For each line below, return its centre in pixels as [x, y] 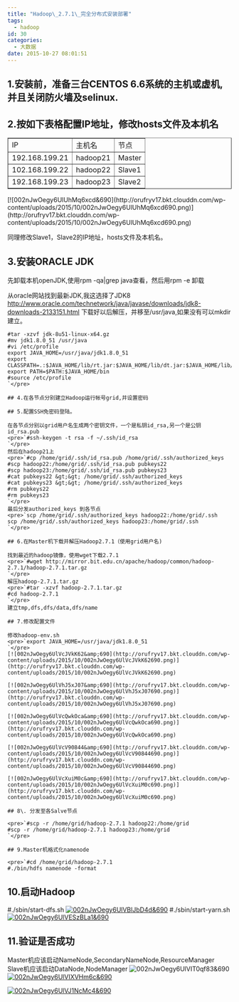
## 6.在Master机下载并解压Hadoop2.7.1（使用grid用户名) [85, 542]
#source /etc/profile [39, 378]
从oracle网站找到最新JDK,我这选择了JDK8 [69, 295]
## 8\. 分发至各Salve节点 [43, 811]
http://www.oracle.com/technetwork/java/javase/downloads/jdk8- [104, 303]
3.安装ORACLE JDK [51, 262]
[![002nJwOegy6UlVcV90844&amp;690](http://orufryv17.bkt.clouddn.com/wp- [119, 747]
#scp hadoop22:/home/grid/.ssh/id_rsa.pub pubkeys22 [87, 464]
